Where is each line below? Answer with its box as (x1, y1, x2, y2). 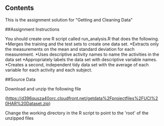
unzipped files (5, 115, 34, 121)
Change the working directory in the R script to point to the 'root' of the (5, 110, 149, 116)
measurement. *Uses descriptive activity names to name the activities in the (5, 51, 160, 57)
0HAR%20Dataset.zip (5, 100, 49, 106)
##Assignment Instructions (5, 26, 60, 32)
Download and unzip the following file (5, 85, 81, 92)
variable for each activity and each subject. (5, 67, 93, 73)
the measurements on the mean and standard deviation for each (5, 46, 135, 52)
